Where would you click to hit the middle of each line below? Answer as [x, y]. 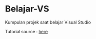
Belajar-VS [27, 9]
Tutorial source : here [26, 31]
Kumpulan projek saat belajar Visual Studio [48, 22]
